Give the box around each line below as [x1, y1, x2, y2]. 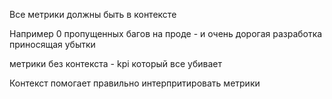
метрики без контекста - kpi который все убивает [9, 58, 222, 69]
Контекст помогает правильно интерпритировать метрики [9, 77, 261, 89]
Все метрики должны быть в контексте [9, 9, 177, 20]
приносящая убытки [9, 39, 96, 50]
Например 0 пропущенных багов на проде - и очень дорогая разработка [9, 28, 323, 39]
